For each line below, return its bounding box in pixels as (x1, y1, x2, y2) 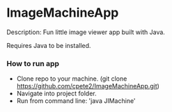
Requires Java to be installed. (6, 41, 91, 49)
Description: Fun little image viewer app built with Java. (6, 28, 165, 36)
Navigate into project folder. (16, 89, 97, 98)
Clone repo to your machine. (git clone (16, 74, 127, 83)
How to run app (6, 58, 60, 68)
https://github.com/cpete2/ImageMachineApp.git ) (16, 82, 159, 90)
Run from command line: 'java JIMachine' (16, 97, 136, 105)
